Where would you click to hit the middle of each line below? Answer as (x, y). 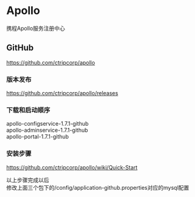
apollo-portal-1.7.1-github (37, 137)
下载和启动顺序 (28, 110)
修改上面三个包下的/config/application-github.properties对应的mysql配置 (98, 187)
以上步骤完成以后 (28, 180)
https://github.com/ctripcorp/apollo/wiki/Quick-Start (72, 167)
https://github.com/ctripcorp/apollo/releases (62, 93)
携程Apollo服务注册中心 (36, 28)
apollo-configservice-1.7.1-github (48, 124)
